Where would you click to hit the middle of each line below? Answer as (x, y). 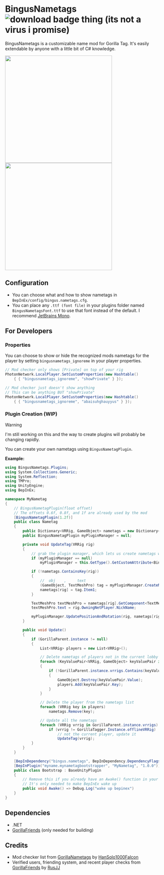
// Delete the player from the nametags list (87, 702)
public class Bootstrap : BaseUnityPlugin (58, 770)
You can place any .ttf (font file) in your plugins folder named (78, 305)
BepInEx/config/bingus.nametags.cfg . (50, 300)
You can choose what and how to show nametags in (64, 295)
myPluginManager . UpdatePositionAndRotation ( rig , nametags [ (92, 617)
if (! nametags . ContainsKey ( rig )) (65, 572)
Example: (15, 458)
